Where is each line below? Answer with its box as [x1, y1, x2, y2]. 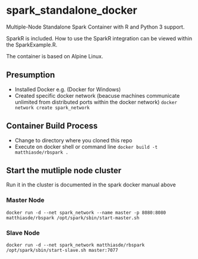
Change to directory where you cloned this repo [14, 136, 133, 143]
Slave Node [6, 229, 40, 237]
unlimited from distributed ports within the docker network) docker [14, 98, 177, 105]
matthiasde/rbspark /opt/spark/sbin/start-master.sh [6, 215, 140, 221]
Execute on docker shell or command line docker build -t [14, 143, 158, 150]
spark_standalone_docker [6, 4, 138, 17]
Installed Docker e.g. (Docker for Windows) [14, 86, 121, 93]
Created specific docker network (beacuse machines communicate [14, 92, 180, 99]
